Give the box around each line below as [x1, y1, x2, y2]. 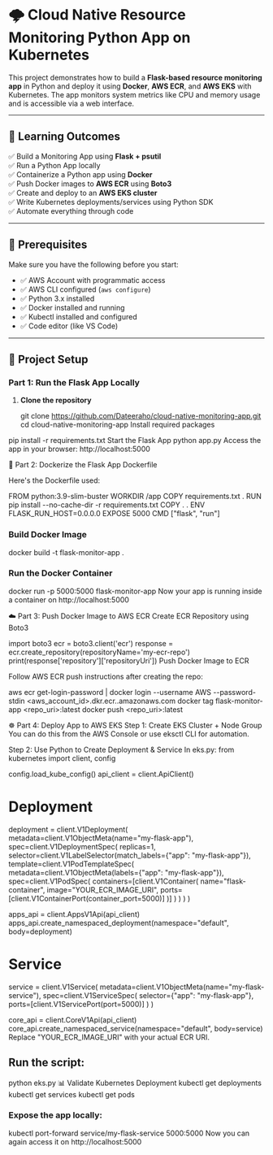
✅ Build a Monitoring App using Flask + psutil [8, 151, 162, 161]
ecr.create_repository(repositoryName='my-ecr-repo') [8, 647, 191, 657]
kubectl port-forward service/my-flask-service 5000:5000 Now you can [8, 1128, 250, 1138]
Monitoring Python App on [8, 28, 191, 47]
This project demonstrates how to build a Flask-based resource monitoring [8, 72, 262, 82]
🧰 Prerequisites [8, 238, 88, 252]
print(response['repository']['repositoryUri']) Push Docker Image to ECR [8, 655, 249, 666]
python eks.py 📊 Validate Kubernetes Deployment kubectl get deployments [8, 1078, 262, 1088]
